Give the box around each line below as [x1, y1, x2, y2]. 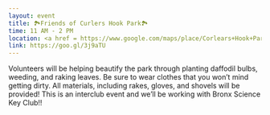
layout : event [8, 11, 56, 20]
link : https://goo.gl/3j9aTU [8, 42, 106, 50]
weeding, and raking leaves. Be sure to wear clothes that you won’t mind [8, 72, 249, 82]
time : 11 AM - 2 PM [8, 27, 74, 35]
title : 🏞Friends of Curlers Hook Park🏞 [8, 19, 149, 27]
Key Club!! [8, 98, 43, 108]
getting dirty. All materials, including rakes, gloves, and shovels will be [8, 81, 240, 91]
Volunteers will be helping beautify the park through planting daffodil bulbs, [8, 64, 259, 73]
